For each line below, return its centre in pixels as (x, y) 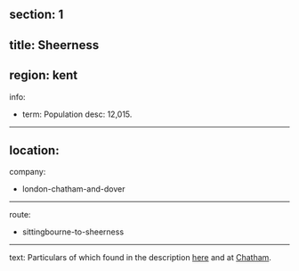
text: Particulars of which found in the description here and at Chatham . (140, 258)
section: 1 (36, 15)
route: (20, 215)
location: (34, 150)
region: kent (44, 75)
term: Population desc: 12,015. (77, 114)
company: (28, 172)
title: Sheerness (54, 45)
